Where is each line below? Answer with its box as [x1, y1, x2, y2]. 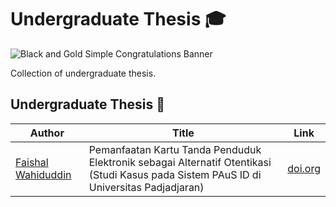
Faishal [15, 155, 49, 169]
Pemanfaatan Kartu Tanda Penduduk [88, 142, 262, 156]
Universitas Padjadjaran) [88, 180, 205, 194]
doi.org [287, 161, 321, 175]
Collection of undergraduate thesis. [10, 67, 157, 79]
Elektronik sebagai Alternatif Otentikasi [88, 155, 272, 169]
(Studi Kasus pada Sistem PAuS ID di [88, 167, 262, 181]
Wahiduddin [15, 167, 72, 181]
